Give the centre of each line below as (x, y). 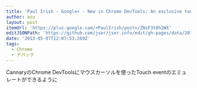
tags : (13, 44)
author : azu (21, 17)
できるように (42, 79)
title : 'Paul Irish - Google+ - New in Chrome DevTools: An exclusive (94, 11)
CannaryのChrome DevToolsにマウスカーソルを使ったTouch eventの (89, 72)
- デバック (23, 55)
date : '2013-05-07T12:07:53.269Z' (48, 38)
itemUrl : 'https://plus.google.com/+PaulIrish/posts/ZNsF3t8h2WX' (89, 28)
